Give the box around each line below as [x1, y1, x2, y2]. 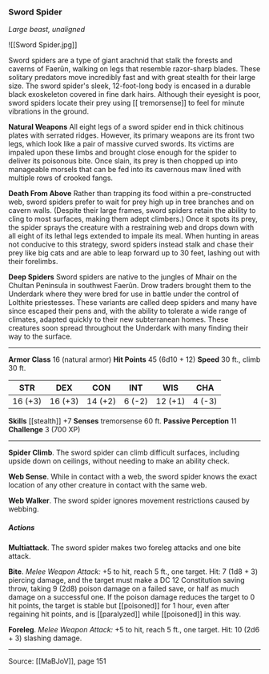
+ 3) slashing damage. [8, 633, 82, 643]
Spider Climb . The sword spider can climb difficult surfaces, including [8, 447, 240, 458]
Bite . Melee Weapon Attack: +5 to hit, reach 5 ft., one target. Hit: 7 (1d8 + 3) [8, 567, 259, 576]
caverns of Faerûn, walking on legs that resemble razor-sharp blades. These [8, 64, 261, 74]
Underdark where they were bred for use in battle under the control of [8, 289, 239, 299]
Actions [8, 523, 35, 532]
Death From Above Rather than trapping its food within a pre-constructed [8, 189, 251, 199]
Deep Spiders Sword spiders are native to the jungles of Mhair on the [8, 272, 238, 282]
